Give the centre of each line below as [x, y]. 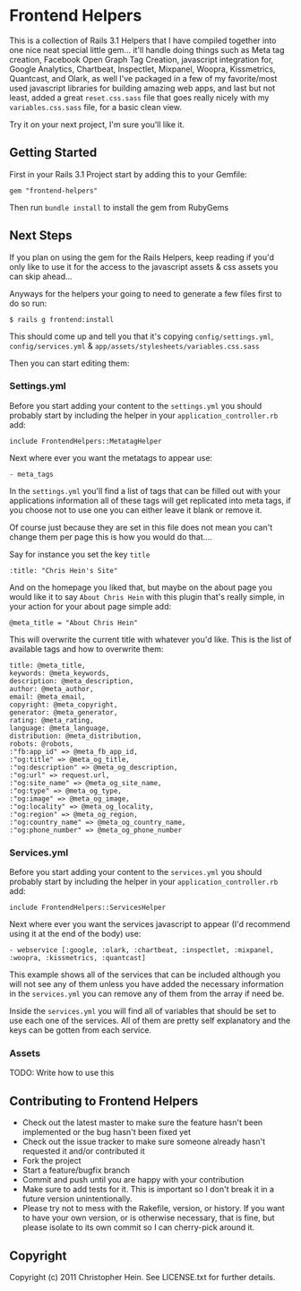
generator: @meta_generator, [64, 712]
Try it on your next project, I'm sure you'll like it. [97, 124]
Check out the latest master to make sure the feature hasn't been [142, 1122]
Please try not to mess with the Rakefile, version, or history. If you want [153, 1209]
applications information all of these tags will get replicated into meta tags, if [150, 500]
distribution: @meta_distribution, [76, 736]
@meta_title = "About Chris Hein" [74, 623]
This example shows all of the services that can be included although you [145, 975]
